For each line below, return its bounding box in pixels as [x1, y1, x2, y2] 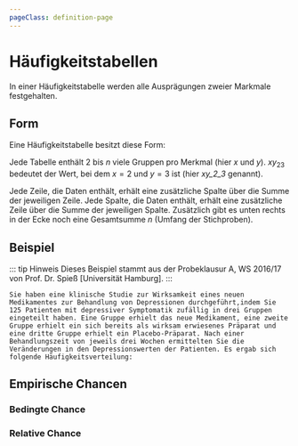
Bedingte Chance [9, 403, 86, 416]
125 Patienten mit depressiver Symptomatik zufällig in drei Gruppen [9, 305, 273, 314]
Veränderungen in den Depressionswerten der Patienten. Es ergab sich [9, 345, 277, 353]
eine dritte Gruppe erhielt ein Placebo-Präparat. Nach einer [9, 328, 245, 338]
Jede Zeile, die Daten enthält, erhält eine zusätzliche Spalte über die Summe [9, 186, 290, 197]
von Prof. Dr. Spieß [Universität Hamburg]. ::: [9, 272, 173, 283]
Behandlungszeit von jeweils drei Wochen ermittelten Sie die [9, 337, 245, 345]
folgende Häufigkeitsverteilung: [9, 353, 133, 361]
